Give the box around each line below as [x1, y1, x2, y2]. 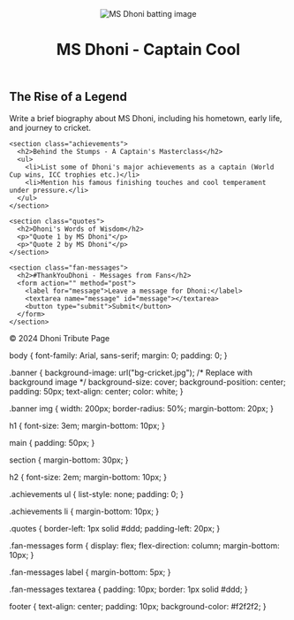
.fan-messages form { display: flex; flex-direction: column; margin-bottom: [9, 540, 280, 551]
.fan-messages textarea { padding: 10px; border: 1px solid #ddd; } [9, 584, 249, 594]
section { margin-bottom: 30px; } [9, 455, 130, 465]
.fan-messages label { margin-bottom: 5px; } [9, 566, 171, 578]
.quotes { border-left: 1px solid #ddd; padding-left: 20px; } [9, 523, 221, 533]
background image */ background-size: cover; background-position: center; [9, 376, 286, 387]
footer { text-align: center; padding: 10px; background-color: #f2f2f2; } [9, 601, 267, 611]
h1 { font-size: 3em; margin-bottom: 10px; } [9, 420, 166, 431]
